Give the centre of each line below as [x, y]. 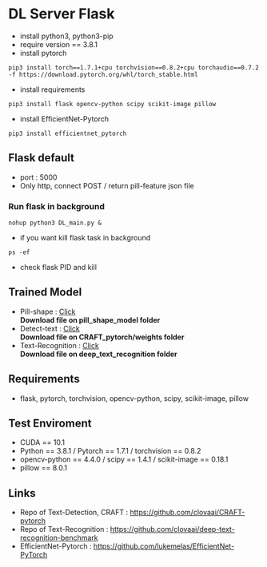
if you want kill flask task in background [85, 238]
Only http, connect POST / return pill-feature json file [107, 185]
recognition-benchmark [59, 538]
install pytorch [43, 53]
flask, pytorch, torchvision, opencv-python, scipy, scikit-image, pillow [134, 398]
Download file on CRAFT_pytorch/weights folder [102, 337]
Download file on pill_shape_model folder [90, 319]
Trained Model [45, 292]
